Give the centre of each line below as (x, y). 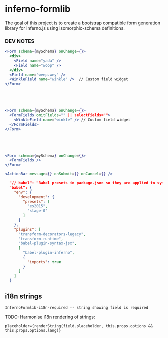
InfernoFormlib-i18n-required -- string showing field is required (77, 308)
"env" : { (23, 192)
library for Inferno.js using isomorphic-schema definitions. (65, 28)
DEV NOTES (20, 41)
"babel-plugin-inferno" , (49, 253)
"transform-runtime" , (41, 239)
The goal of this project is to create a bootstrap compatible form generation (83, 23)
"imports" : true (44, 262)
